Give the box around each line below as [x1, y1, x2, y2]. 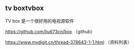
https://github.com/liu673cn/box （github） [5, 28, 95, 34]
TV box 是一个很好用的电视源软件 [5, 17, 74, 24]
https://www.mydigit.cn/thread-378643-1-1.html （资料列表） [5, 39, 132, 45]
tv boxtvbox [5, 4, 44, 12]
